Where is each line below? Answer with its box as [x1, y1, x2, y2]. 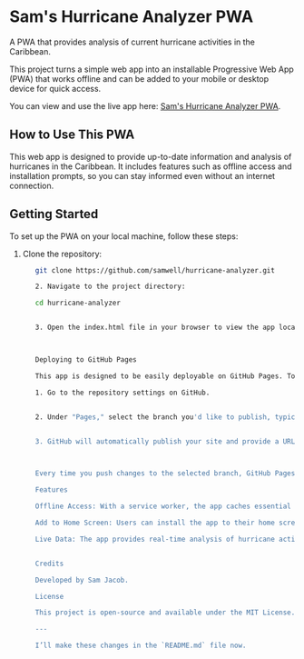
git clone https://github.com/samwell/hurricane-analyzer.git [34, 265, 275, 275]
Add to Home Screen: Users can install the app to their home [34, 518, 275, 528]
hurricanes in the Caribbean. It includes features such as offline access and [9, 161, 292, 172]
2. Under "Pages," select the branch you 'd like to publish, [34, 412, 271, 422]
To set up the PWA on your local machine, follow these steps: [9, 230, 239, 242]
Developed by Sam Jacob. [34, 575, 129, 584]
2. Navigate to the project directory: [34, 282, 186, 292]
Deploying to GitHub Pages [34, 355, 138, 364]
